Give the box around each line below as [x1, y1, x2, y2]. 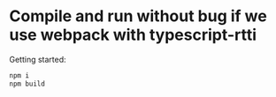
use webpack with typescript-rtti [9, 25, 257, 45]
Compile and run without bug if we [9, 6, 267, 26]
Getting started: [9, 54, 66, 64]
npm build [9, 79, 46, 88]
